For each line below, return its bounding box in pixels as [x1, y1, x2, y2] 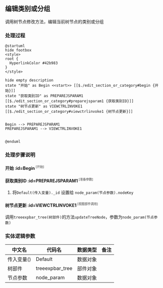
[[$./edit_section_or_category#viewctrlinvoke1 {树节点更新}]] [5, 109, 133, 114]
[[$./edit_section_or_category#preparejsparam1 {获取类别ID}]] [5, 99, 134, 104]
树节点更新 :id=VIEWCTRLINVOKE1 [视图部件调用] [5, 202, 98, 208]
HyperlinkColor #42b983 [9, 61, 58, 66]
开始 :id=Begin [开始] [5, 164, 45, 171]
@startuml [5, 44, 25, 49]
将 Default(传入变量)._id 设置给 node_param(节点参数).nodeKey [12, 189, 134, 195]
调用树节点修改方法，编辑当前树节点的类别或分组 [5, 19, 104, 25]
